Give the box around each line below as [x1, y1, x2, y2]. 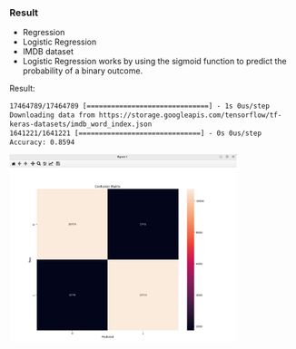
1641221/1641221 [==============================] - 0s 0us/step [9, 129, 261, 138]
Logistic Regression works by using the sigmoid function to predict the [22, 56, 288, 67]
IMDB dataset [22, 46, 74, 57]
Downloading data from [9, 111, 95, 120]
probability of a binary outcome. [22, 65, 143, 76]
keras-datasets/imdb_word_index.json [9, 120, 153, 129]
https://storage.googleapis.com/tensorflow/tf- [98, 111, 282, 120]
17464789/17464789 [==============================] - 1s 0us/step [9, 102, 271, 111]
